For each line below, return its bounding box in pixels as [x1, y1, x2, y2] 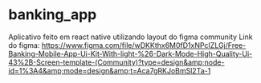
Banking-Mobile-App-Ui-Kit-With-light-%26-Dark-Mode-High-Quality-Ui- [8, 49, 253, 58]
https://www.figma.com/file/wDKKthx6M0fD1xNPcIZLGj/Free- [41, 40, 247, 49]
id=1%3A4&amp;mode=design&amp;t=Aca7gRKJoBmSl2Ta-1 [8, 65, 211, 75]
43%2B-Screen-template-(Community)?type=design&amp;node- [8, 57, 225, 67]
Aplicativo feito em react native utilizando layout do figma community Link [8, 32, 253, 41]
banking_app [8, 6, 97, 24]
